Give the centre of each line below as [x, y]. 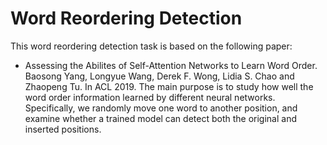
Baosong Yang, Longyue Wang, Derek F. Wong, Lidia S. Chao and [159, 76]
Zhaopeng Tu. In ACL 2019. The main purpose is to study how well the [169, 86]
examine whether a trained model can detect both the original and [160, 118]
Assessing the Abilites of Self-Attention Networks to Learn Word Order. [171, 65]
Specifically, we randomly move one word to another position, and [161, 108]
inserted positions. [63, 129]
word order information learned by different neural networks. [150, 97]
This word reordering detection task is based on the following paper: [151, 46]
